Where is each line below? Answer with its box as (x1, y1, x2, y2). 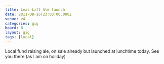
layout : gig (5, 30, 30, 35)
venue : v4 (5, 16, 26, 21)
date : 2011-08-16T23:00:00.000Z (5, 12, 72, 17)
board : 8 (5, 26, 23, 31)
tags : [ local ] (5, 35, 35, 40)
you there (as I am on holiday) (5, 53, 66, 59)
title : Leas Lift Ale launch (5, 7, 65, 12)
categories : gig (5, 21, 39, 26)
